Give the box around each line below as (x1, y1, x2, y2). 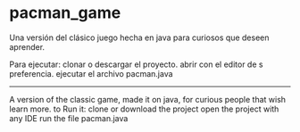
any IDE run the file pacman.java (9, 112, 129, 123)
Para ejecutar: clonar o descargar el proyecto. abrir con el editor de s (9, 59, 263, 70)
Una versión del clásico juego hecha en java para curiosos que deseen (9, 32, 270, 43)
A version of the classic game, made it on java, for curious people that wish (9, 94, 287, 104)
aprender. (9, 41, 46, 52)
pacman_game (9, 3, 121, 23)
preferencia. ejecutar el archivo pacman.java (9, 68, 173, 78)
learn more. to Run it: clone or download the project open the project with (9, 103, 279, 114)
